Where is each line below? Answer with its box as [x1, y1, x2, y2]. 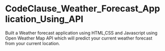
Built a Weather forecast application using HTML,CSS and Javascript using [5, 30, 158, 36]
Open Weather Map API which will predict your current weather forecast [5, 35, 153, 41]
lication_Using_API [5, 13, 83, 25]
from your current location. [5, 40, 60, 46]
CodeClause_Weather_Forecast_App [5, 3, 160, 14]
